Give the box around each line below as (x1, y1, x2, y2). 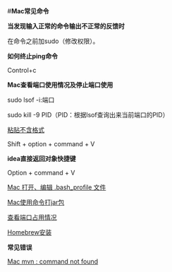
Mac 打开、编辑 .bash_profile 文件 (7, 183, 106, 191)
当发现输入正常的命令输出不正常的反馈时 (7, 22, 125, 30)
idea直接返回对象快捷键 (7, 155, 76, 162)
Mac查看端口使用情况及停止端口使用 (7, 81, 113, 89)
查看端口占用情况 (7, 213, 57, 221)
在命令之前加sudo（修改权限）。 (7, 37, 99, 45)
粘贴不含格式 (7, 126, 44, 134)
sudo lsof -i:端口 (7, 95, 55, 104)
